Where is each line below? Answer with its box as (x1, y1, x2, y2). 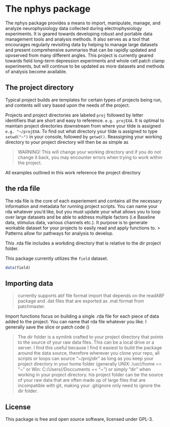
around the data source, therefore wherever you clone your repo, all (17, 350, 160, 356)
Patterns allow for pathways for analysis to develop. (5, 230, 114, 236)
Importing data (5, 279, 53, 288)
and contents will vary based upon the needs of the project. (5, 102, 130, 108)
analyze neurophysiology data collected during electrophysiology (5, 25, 142, 31)
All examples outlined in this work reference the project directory (5, 169, 141, 175)
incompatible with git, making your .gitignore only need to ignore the (17, 382, 161, 389)
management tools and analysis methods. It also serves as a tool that (5, 36, 150, 42)
